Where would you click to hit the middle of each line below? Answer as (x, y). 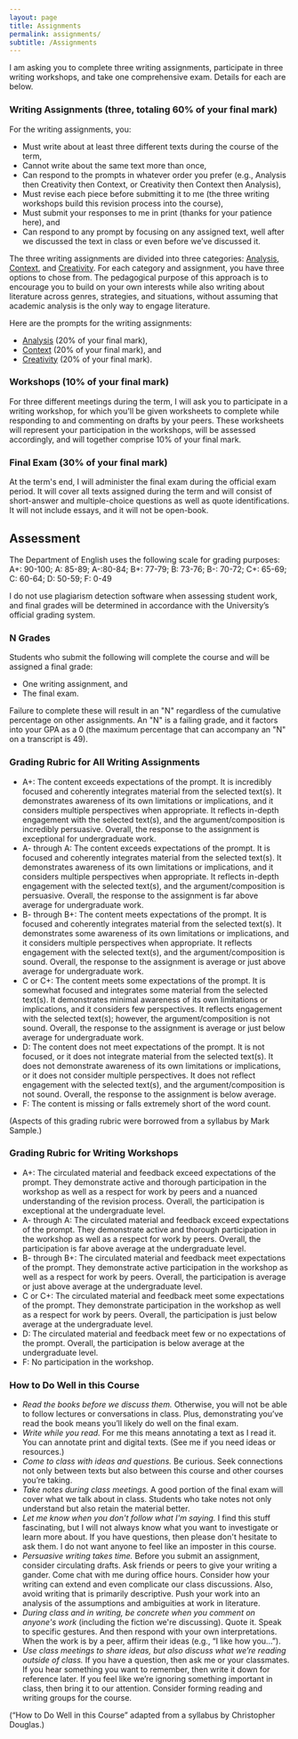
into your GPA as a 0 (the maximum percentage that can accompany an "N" (148, 730)
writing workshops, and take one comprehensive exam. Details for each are (148, 78)
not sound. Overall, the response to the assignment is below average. (149, 1094)
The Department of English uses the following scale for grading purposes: (145, 559)
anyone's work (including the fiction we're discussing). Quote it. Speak (152, 1622)
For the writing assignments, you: (70, 129)
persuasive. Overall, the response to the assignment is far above (140, 895)
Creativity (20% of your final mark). (87, 359)
